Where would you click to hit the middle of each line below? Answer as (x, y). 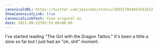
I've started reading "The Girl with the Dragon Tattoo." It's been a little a (77, 37)
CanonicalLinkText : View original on (43, 18)
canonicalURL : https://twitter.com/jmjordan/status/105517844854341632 (79, 9)
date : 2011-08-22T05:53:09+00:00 (39, 23)
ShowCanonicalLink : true (30, 14)
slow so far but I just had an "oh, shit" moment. (52, 42)
